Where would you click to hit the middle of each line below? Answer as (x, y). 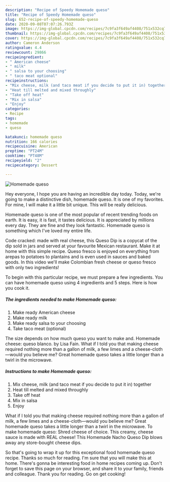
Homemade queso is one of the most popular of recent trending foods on (82, 214)
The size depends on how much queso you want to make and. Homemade (83, 338)
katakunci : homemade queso (34, 137)
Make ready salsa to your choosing (49, 323)
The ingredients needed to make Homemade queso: (61, 300)
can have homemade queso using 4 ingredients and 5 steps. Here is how (81, 282)
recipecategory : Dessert (31, 165)
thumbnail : (17, 33)
